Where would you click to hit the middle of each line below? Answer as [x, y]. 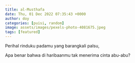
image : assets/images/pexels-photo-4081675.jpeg [55, 28]
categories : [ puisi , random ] [35, 23]
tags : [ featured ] [23, 32]
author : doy [17, 18]
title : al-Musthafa [25, 9]
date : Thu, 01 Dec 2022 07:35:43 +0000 [46, 14]
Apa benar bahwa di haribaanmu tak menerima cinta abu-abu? [68, 55]
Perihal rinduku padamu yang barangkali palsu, [52, 46]
